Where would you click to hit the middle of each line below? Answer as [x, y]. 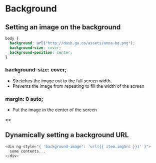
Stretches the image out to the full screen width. [62, 81]
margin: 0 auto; [24, 99]
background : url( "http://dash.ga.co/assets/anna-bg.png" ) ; [72, 43]
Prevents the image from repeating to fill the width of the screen [78, 86]
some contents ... [28, 151]
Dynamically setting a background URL [67, 135]
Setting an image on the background [63, 27]
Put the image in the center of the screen [54, 110]
